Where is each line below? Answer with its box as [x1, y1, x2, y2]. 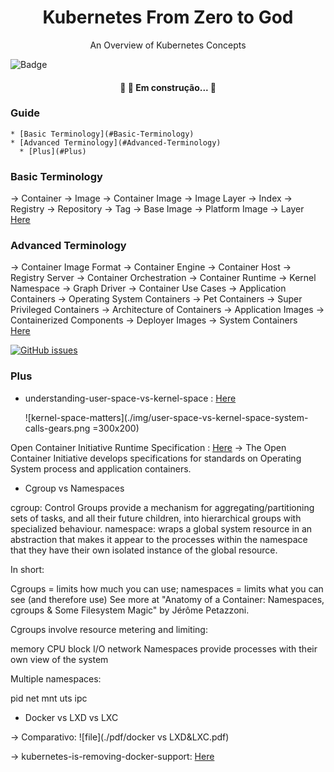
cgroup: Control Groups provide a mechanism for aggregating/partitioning [10, 501, 315, 513]
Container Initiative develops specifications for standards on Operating [10, 452, 302, 464]
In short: [10, 563, 45, 575]
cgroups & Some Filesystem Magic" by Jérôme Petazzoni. [10, 604, 250, 616]
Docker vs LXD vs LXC [24, 711, 119, 723]
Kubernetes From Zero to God [42, 6, 294, 29]
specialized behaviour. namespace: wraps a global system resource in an [10, 522, 313, 535]
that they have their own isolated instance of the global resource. [10, 544, 278, 556]
